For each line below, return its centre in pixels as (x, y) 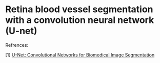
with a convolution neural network (80, 20)
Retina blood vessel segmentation (79, 9)
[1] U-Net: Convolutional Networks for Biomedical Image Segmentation (80, 55)
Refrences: (17, 45)
